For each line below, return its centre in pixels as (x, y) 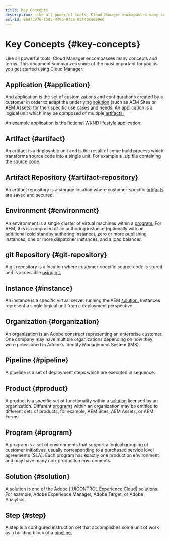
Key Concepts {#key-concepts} (73, 44)
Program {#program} (39, 433)
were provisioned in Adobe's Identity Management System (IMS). (73, 344)
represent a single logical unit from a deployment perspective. (70, 306)
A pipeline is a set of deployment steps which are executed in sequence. (80, 372)
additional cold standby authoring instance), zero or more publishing (76, 234)
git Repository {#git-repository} (56, 255)
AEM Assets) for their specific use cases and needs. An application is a (79, 108)
